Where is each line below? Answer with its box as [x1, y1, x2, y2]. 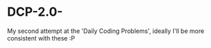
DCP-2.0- [7, 4, 63, 20]
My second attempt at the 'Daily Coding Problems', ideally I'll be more [7, 27, 205, 35]
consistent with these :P [7, 34, 76, 42]
